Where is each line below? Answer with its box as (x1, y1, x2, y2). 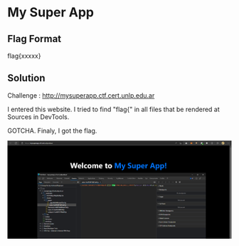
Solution (7, 72, 46, 84)
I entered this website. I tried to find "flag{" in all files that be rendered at (7, 105, 221, 113)
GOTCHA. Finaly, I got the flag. (7, 126, 97, 135)
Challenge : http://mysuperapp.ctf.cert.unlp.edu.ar (7, 91, 155, 100)
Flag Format (7, 33, 62, 45)
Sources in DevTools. (7, 112, 70, 121)
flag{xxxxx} (7, 51, 41, 60)
